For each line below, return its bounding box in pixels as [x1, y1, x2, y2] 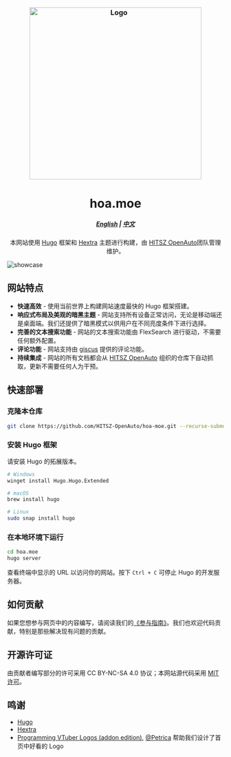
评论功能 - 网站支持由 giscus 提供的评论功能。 [16, 345, 148, 353]
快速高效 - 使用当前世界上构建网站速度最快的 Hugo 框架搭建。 [16, 301, 193, 310]
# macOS [7, 489, 30, 497]
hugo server [7, 555, 41, 562]
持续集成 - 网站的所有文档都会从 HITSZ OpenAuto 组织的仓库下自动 [16, 353, 208, 361]
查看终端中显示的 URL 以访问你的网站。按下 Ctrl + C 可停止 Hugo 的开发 [7, 568, 214, 577]
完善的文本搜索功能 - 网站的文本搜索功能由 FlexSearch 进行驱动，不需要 [16, 328, 221, 336]
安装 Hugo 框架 [7, 440, 57, 450]
